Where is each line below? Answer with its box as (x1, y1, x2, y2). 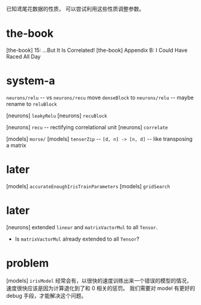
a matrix (6, 141, 26, 149)
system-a (6, 74, 55, 88)
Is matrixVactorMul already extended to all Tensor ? (14, 235, 140, 242)
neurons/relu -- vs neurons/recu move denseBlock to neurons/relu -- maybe (6, 94, 194, 101)
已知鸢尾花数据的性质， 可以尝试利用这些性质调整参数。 (6, 5, 145, 12)
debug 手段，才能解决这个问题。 (6, 292, 87, 299)
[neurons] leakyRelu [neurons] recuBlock (6, 112, 107, 119)
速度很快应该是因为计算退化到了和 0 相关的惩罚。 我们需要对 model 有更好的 (6, 285, 196, 292)
